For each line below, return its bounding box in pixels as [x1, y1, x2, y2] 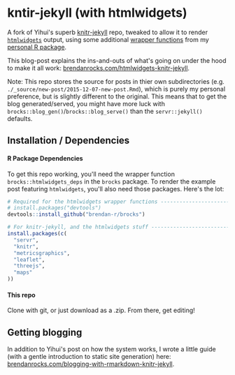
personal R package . [7, 43, 67, 51]
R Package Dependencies [7, 154, 83, 162]
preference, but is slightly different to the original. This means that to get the [7, 92, 227, 101]
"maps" [13, 269, 33, 277]
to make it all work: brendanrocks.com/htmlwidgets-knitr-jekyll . [7, 64, 190, 72]
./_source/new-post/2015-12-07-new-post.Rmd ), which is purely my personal [7, 84, 226, 93]
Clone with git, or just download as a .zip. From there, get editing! [7, 306, 196, 315]
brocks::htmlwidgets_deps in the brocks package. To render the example [7, 177, 216, 186]
